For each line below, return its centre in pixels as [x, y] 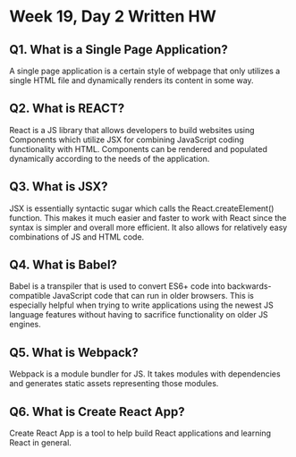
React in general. [40, 443]
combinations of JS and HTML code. [77, 237]
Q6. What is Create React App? [97, 412]
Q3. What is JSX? [59, 186]
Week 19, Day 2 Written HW [113, 17]
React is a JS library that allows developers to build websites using [132, 130]
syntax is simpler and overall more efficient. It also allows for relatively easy [148, 227]
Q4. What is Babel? [63, 265]
